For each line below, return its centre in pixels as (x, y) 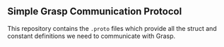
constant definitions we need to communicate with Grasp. (92, 36)
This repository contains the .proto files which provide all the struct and (112, 28)
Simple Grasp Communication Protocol (95, 12)
